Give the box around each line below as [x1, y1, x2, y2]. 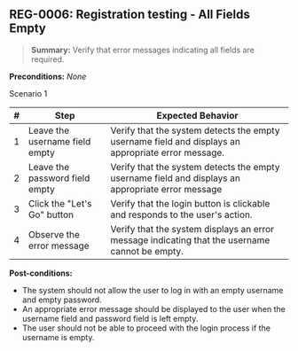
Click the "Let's [27, 197, 92, 209]
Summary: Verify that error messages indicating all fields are [30, 44, 255, 55]
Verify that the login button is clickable [110, 197, 271, 209]
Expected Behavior [156, 109, 239, 121]
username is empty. [21, 331, 95, 342]
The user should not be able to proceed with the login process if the [21, 323, 271, 333]
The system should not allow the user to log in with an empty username [21, 285, 284, 295]
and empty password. [21, 294, 102, 305]
